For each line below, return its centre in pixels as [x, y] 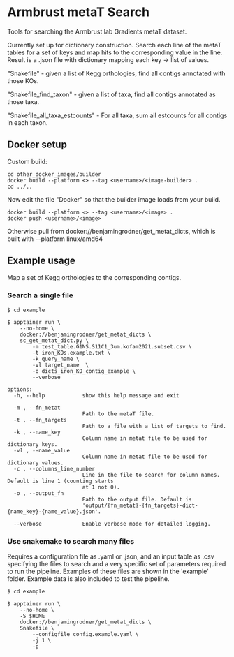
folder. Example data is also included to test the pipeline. [88, 579]
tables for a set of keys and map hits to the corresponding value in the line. [115, 52]
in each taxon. [28, 122]
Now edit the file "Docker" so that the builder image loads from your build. [114, 199]
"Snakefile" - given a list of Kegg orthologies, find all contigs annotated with [116, 73]
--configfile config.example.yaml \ [86, 635]
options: [20, 389]
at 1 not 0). [101, 487]
